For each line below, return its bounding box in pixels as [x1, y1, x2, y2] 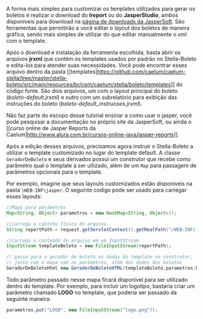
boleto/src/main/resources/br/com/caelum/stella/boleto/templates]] [6, 81, 175, 88]
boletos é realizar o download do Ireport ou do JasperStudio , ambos [6, 11, 178, 19]
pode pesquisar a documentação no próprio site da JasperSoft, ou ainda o [6, 118, 192, 125]
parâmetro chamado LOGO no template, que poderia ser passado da [6, 289, 177, 296]
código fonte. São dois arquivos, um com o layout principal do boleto [6, 87, 178, 94]
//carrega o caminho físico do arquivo [6, 221, 107, 227]
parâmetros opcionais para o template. [6, 168, 103, 175]
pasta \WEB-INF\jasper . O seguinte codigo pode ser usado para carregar [6, 186, 187, 194]
